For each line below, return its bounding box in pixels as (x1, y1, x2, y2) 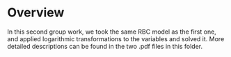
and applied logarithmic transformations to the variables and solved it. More (7, 34, 225, 43)
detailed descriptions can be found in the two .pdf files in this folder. (7, 42, 203, 50)
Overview (7, 5, 65, 21)
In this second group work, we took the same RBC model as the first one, (7, 27, 217, 36)
